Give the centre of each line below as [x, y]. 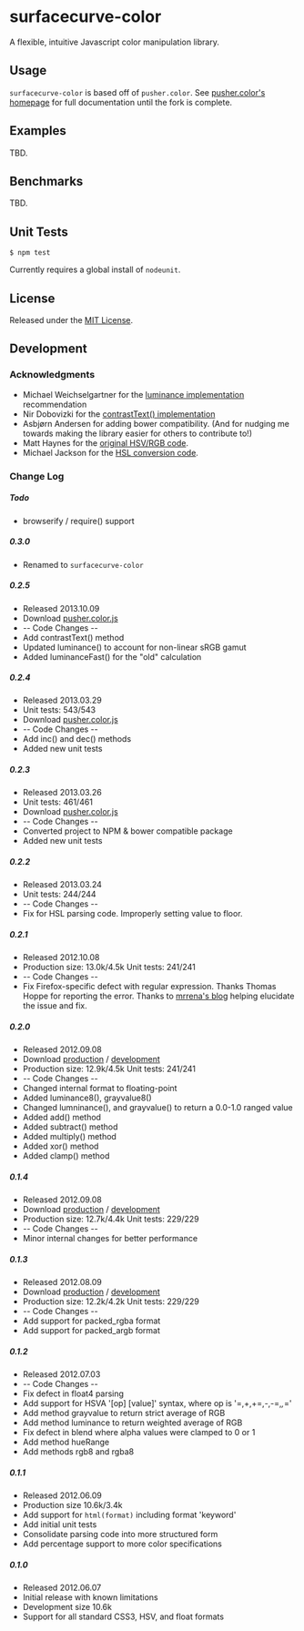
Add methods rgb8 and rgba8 [78, 1452]
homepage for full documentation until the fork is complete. [121, 102]
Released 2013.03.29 [62, 700]
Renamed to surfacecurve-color [83, 564]
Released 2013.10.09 [61, 608]
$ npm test [30, 253]
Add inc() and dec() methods [77, 739]
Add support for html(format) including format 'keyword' [129, 1515]
